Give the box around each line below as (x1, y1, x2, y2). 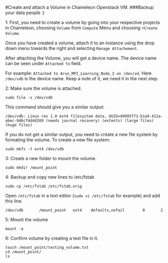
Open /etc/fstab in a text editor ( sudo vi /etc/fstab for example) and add (5, 193, 160, 198)
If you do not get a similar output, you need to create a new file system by (5, 131, 158, 137)
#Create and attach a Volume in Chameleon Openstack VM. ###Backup (5, 5, 154, 10)
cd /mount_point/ (5, 249, 42, 254)
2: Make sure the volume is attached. (5, 85, 82, 91)
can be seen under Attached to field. (5, 61, 82, 66)
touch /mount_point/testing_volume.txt (5, 245, 89, 250)
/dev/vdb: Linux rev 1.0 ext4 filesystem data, (5, 114, 107, 119)
